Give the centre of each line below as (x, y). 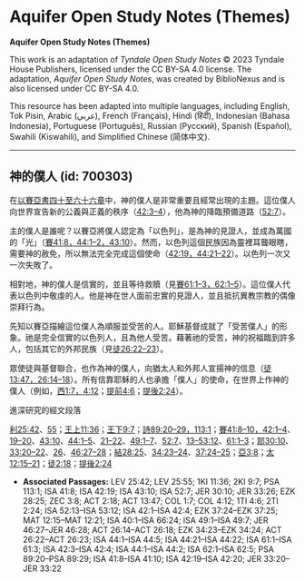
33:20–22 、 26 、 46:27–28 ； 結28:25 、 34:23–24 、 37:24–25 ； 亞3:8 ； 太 (142, 452)
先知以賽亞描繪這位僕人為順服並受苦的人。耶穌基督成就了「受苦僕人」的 (144, 326)
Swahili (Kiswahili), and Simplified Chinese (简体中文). (110, 136)
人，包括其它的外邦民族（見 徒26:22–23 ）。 (89, 349)
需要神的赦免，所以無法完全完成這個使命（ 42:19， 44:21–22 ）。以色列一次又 (150, 253)
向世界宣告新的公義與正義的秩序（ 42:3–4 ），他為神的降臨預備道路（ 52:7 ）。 (150, 212)
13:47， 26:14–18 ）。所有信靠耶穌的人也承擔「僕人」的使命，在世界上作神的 (149, 379)
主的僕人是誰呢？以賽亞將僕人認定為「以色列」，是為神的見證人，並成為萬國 (151, 231)
